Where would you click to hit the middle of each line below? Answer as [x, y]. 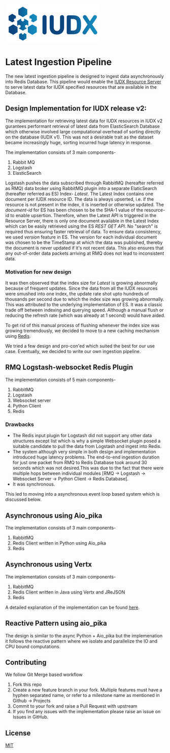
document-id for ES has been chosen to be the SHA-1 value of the [74, 210]
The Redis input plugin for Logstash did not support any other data [82, 436]
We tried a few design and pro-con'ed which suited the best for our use [80, 346]
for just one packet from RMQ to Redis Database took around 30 [80, 463]
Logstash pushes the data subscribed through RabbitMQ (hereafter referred [84, 183]
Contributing [26, 662]
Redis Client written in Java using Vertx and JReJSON [69, 592]
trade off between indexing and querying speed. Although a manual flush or [84, 310]
